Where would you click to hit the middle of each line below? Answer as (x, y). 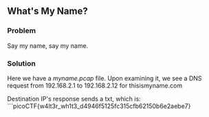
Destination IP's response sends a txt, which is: (74, 99)
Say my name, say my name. (48, 45)
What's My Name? (47, 11)
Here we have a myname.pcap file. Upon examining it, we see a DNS (104, 78)
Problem (22, 31)
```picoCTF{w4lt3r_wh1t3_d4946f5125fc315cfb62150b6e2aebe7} (99, 106)
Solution (22, 63)
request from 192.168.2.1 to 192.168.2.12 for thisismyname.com (95, 86)
